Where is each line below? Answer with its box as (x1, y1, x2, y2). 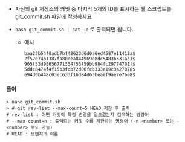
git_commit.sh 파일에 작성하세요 (15, 13, 92, 20)
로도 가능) (30, 124, 53, 131)
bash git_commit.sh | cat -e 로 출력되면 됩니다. (15, 26, 134, 33)
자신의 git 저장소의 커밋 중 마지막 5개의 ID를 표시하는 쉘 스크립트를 (15, 5, 172, 12)
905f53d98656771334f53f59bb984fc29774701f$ (24, 61, 136, 67)
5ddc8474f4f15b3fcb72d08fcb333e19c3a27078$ (24, 66, 136, 73)
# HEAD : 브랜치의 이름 (6, 131, 59, 137)
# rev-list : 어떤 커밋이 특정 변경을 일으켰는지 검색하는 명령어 (6, 112, 149, 118)
